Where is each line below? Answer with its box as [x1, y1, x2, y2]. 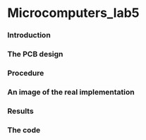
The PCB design [7, 49, 63, 59]
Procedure [7, 68, 44, 78]
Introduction [7, 30, 51, 40]
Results [7, 106, 34, 116]
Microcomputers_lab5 [7, 5, 140, 21]
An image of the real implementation [7, 87, 135, 97]
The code [7, 125, 41, 135]
